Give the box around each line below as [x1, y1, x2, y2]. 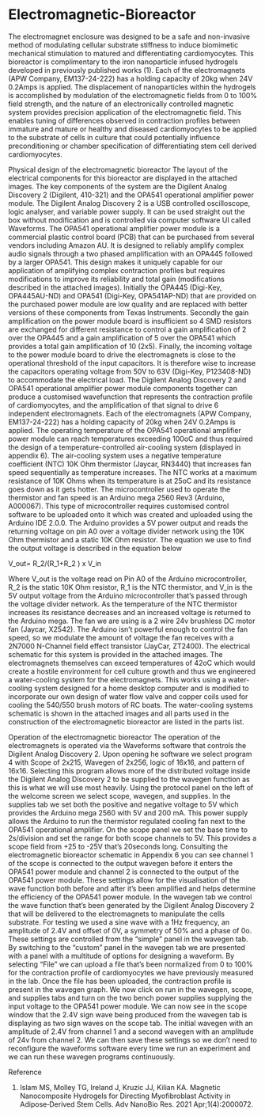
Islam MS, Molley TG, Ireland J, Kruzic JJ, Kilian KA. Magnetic [19, 1082, 221, 1092]
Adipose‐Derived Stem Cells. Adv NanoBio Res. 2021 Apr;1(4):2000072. [19, 1099, 254, 1109]
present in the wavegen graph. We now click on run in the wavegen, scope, [8, 984, 254, 994]
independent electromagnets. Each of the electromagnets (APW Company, [8, 408, 252, 418]
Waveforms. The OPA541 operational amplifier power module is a [8, 223, 220, 233]
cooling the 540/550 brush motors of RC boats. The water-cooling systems [8, 700, 253, 709]
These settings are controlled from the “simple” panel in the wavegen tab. [8, 934, 248, 944]
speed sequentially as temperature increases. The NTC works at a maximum [8, 467, 257, 477]
